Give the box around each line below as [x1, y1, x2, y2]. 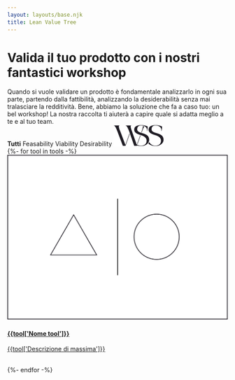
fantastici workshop [7, 64, 127, 80]
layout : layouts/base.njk [7, 11, 83, 18]
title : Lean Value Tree [7, 18, 77, 26]
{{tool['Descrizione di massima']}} [7, 345, 106, 353]
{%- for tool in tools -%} [7, 147, 77, 155]
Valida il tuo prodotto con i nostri [7, 50, 201, 66]
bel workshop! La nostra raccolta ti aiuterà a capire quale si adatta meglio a [7, 110, 224, 118]
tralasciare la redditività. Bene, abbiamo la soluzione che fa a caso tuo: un [7, 102, 220, 111]
